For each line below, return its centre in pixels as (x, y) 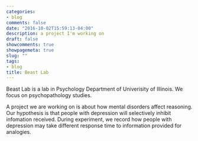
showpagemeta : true (30, 50)
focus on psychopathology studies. (49, 95)
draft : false (22, 39)
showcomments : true (30, 45)
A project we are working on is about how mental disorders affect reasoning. (99, 107)
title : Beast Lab (27, 72)
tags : (13, 61)
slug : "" (17, 56)
